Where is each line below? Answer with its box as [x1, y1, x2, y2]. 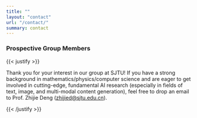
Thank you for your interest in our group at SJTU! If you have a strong [6, 69, 176, 76]
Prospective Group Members [6, 45, 91, 53]
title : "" [6, 8, 31, 15]
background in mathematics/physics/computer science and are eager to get [6, 75, 191, 82]
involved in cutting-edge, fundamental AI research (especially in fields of [6, 82, 183, 89]
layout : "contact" [6, 14, 51, 20]
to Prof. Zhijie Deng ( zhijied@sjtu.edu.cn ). [6, 94, 107, 101]
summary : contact [6, 25, 49, 31]
